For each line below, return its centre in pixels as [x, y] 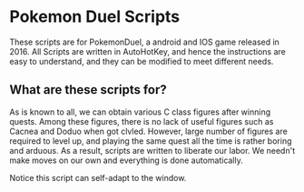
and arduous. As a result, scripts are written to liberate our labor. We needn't [152, 150]
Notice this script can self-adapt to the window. [98, 177]
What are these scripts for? [88, 90]
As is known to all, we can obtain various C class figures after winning [140, 112]
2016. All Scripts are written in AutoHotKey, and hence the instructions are [147, 51]
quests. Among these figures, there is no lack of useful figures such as [142, 121]
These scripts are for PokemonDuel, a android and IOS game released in [144, 42]
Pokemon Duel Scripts [95, 17]
